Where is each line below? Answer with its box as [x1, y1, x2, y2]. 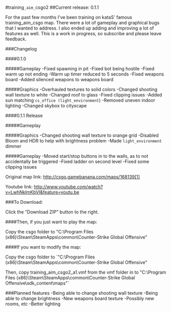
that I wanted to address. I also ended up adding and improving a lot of [5, 25, 154, 31]
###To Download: [5, 199, 43, 205]
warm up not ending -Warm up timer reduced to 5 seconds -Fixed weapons [5, 71, 164, 77]
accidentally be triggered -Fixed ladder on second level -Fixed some [5, 158, 150, 164]
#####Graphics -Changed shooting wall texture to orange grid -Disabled [5, 132, 159, 138]
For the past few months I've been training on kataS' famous [5, 14, 133, 20]
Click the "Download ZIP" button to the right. [5, 209, 99, 215]
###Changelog [5, 46, 37, 52]
